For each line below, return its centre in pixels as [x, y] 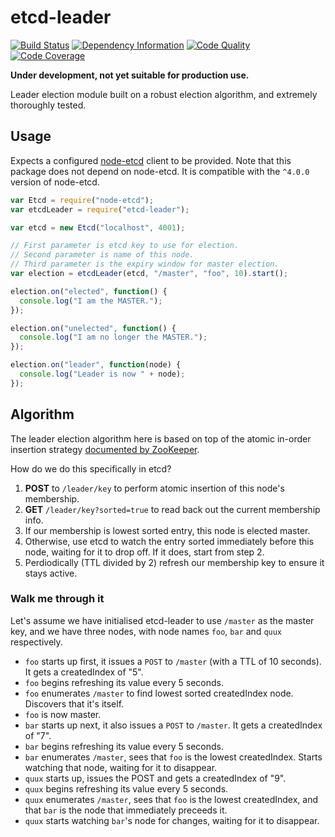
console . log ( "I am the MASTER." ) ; [91, 301]
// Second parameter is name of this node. [102, 255]
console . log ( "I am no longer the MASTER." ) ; [113, 337]
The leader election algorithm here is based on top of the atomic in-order [161, 438]
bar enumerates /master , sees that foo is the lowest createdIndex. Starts [173, 757]
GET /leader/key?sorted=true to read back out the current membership [172, 509]
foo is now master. [63, 714]
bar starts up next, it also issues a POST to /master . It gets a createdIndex [173, 725]
